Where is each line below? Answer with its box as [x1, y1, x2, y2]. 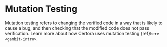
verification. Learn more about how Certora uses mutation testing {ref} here [5, 30, 160, 36]
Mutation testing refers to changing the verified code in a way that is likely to [5, 20, 163, 26]
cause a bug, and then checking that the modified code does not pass [5, 25, 150, 31]
